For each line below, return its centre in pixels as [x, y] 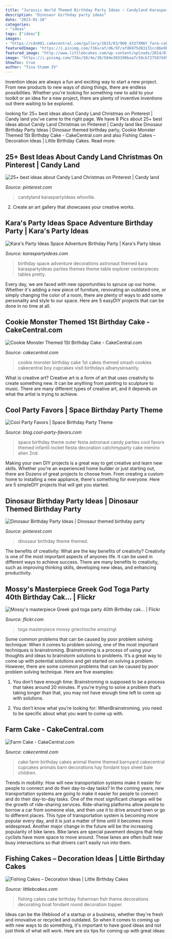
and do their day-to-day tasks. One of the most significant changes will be [84, 799]
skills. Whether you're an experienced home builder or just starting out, [80, 468]
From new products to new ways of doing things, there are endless [76, 87]
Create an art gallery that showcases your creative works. [74, 207]
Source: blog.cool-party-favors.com [44, 432]
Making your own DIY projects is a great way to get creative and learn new [84, 463]
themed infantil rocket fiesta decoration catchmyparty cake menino [89, 448]
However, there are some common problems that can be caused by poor [82, 666]
